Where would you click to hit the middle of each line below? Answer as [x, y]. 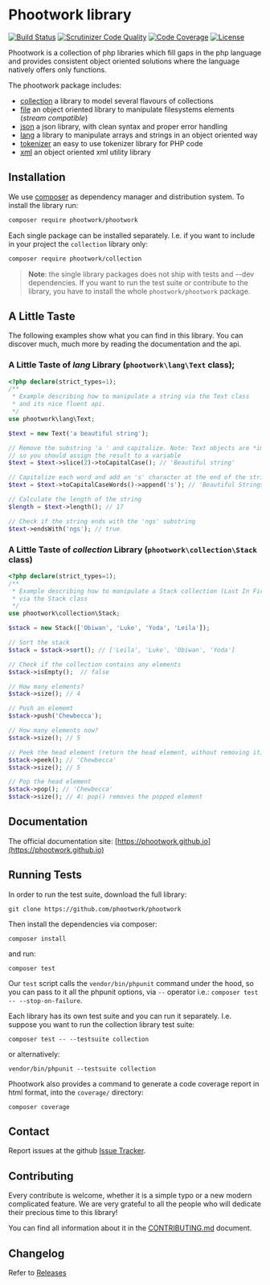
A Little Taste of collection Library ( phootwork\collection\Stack [133, 550]
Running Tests [45, 875]
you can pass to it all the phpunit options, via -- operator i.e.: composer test [133, 992]
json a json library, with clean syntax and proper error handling [124, 126]
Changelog [37, 1253]
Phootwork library [70, 15]
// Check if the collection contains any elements [95, 665]
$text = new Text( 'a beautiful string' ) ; [79, 433]
